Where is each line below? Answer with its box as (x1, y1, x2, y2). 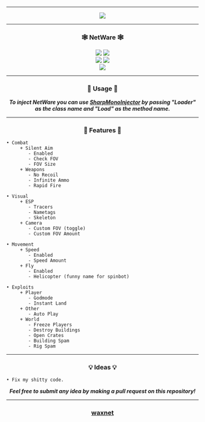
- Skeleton (28, 215, 56, 221)
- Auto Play (28, 311, 59, 317)
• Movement (6, 241, 34, 248)
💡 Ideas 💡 (88, 363, 117, 371)
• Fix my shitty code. (6, 377, 64, 383)
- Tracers (28, 204, 53, 210)
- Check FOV (28, 155, 59, 162)
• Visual (6, 193, 29, 199)
